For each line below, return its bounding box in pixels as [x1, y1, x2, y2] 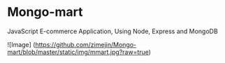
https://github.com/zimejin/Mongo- [34, 40, 137, 48]
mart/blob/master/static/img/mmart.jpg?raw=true [7, 48, 149, 56]
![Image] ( [7, 40, 36, 48]
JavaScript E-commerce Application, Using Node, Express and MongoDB [7, 27, 218, 35]
